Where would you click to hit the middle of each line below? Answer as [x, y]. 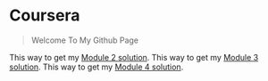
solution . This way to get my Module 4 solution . [96, 67]
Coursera [45, 16]
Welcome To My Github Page [85, 40]
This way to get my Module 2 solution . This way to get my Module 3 [134, 57]
